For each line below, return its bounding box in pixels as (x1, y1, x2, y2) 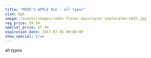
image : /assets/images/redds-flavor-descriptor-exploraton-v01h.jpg (5, 16, 147, 21)
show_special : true (5, 34, 45, 39)
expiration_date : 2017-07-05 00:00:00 (5, 29, 84, 34)
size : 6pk (5, 12, 25, 16)
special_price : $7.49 (5, 25, 49, 30)
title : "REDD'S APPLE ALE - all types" (5, 7, 86, 12)
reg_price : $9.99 (5, 20, 40, 26)
